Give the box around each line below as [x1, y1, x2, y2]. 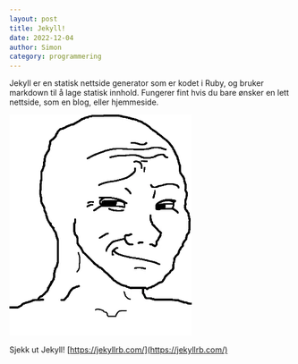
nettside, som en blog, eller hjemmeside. [9, 97, 159, 107]
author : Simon [9, 43, 63, 52]
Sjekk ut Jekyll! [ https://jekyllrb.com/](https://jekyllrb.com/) [9, 344, 228, 355]
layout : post [9, 14, 58, 23]
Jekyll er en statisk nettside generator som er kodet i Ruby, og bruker [9, 78, 264, 89]
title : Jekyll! [9, 23, 66, 33]
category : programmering [9, 52, 102, 62]
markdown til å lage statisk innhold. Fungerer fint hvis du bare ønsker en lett [9, 88, 289, 98]
